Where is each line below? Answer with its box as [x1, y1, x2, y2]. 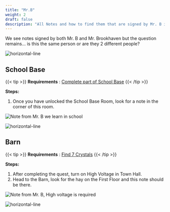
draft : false [5, 17, 33, 22]
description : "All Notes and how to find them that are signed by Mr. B [5, 21, 162, 27]
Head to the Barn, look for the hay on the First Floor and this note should [12, 176, 164, 182]
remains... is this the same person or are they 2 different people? [5, 41, 140, 47]
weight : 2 [5, 12, 26, 17]
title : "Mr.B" [5, 7, 35, 13]
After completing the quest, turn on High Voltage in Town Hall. [12, 171, 142, 177]
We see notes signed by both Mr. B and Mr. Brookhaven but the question [5, 35, 157, 41]
